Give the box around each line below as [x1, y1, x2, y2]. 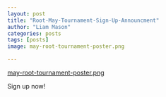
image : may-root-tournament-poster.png [7, 43, 125, 50]
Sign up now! [7, 82, 46, 90]
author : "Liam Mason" [7, 23, 71, 30]
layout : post [7, 10, 46, 18]
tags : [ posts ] [7, 37, 49, 44]
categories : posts [7, 30, 61, 37]
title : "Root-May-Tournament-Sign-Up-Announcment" [7, 17, 160, 24]
